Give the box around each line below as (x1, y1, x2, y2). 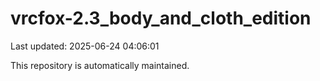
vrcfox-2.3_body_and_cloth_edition (10, 7, 312, 30)
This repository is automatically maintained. (10, 59, 190, 71)
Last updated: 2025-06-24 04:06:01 (10, 40, 160, 52)
